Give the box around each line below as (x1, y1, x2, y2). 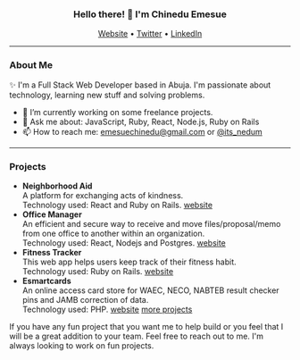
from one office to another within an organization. (21, 228, 205, 239)
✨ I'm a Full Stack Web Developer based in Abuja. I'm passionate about (9, 80, 271, 90)
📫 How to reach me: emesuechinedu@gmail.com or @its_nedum (21, 126, 263, 137)
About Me (9, 59, 54, 71)
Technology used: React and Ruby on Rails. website (21, 199, 212, 210)
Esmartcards (21, 275, 71, 286)
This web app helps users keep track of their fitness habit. (21, 256, 237, 267)
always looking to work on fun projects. (9, 339, 154, 351)
